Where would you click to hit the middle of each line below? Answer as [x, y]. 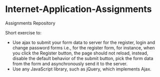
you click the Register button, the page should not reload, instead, [80, 53]
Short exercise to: [23, 32]
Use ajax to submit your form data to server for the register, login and [84, 42]
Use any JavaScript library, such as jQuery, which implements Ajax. [82, 69]
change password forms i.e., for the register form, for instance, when [83, 47]
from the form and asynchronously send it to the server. [70, 63]
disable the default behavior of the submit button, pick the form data [83, 58]
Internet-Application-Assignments [78, 9]
